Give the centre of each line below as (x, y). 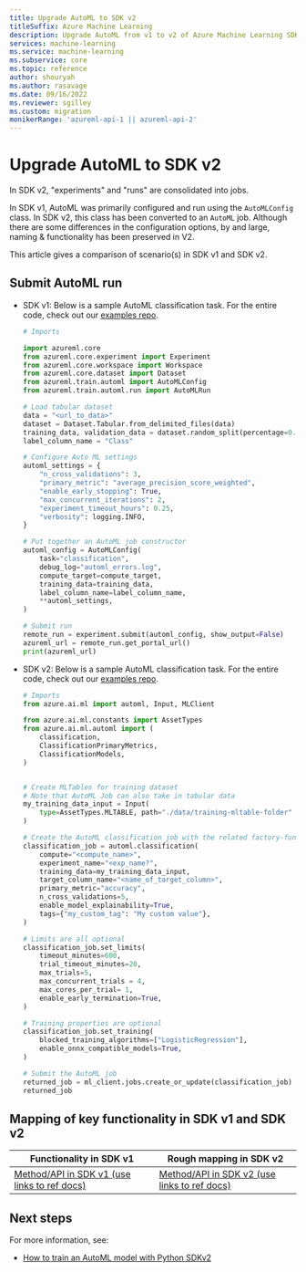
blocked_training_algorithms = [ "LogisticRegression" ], (143, 1040)
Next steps (41, 1218)
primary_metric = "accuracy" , (92, 889)
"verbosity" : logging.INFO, (92, 516)
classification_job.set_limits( (84, 947)
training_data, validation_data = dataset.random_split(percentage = (155, 433)
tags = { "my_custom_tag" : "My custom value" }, (125, 913)
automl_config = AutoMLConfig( (82, 550)
